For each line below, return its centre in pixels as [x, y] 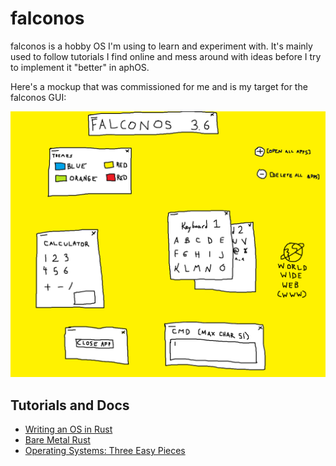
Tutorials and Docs [70, 405]
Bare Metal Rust [57, 440]
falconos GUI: [38, 97]
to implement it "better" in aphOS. [80, 67]
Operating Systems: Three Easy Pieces [105, 450]
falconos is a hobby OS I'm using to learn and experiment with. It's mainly [161, 46]
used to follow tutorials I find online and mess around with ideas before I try [166, 56]
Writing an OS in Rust [68, 429]
